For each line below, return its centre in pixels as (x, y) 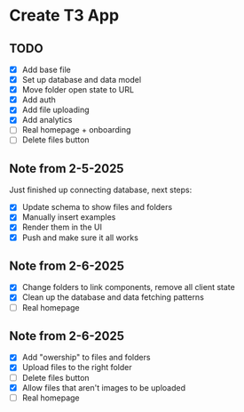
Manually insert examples (69, 217)
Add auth (39, 100)
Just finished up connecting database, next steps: (101, 190)
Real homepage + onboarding (76, 130)
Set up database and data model (82, 80)
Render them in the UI (62, 227)
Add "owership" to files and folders (86, 358)
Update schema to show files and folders (97, 207)
